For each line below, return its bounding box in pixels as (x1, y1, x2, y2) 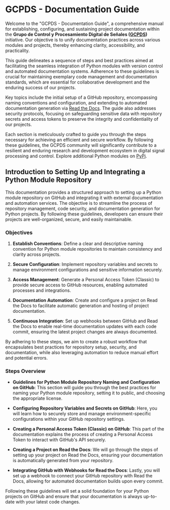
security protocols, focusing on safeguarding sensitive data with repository (5, 111, 162, 117)
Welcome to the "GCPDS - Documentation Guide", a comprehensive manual (5, 20, 164, 26)
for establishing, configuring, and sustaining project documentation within (5, 25, 160, 32)
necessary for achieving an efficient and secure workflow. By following (5, 137, 154, 143)
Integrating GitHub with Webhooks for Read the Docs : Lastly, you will (12, 467, 160, 473)
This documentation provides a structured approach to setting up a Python (5, 189, 161, 195)
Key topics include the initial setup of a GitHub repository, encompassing (5, 94, 157, 100)
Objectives (5, 229, 33, 236)
